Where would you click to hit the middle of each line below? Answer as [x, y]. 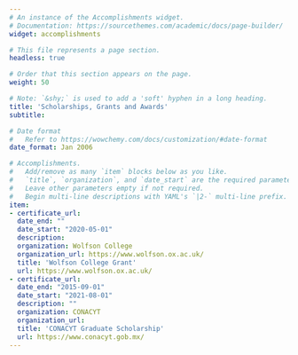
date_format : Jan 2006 [51, 147]
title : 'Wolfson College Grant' [77, 263]
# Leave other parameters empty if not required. [106, 188]
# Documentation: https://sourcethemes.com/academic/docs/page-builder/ [146, 26]
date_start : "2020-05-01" [65, 230]
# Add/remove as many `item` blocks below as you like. [118, 172]
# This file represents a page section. [85, 50]
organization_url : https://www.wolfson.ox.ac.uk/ [110, 254]
